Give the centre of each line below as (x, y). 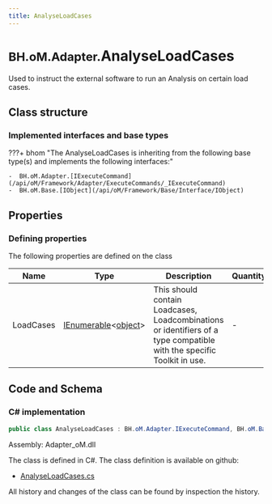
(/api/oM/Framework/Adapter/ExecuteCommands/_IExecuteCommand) (117, 184)
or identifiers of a (186, 330)
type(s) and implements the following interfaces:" (91, 162)
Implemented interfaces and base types (88, 135)
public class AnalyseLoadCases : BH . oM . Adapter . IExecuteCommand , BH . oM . (134, 429)
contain (168, 299)
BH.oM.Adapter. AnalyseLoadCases (121, 55)
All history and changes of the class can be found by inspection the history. (134, 491)
